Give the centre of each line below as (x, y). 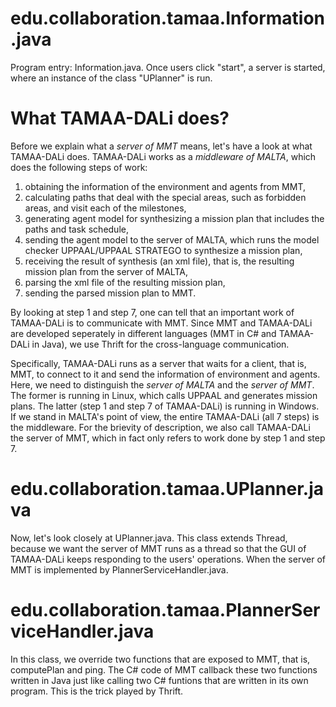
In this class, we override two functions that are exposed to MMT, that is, (160, 659)
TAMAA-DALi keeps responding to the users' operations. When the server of (168, 559)
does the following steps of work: (79, 167)
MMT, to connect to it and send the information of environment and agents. (165, 374)
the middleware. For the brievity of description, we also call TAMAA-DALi (160, 427)
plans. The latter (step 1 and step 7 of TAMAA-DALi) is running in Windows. (165, 406)
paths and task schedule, (76, 229)
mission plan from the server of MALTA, (106, 271)
